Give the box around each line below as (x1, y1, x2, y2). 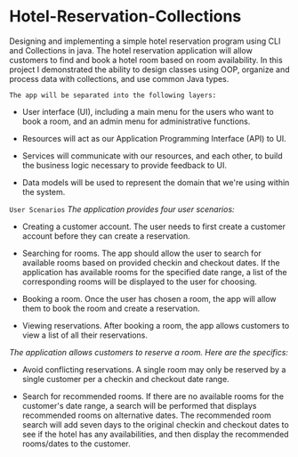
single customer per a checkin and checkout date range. (21, 373, 230, 384)
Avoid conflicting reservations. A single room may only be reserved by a (21, 363, 286, 375)
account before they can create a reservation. (21, 230, 191, 241)
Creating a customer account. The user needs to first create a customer (21, 221, 286, 232)
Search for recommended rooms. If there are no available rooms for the (21, 390, 285, 402)
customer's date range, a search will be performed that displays (21, 400, 257, 411)
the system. (21, 186, 66, 197)
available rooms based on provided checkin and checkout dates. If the (21, 257, 280, 268)
